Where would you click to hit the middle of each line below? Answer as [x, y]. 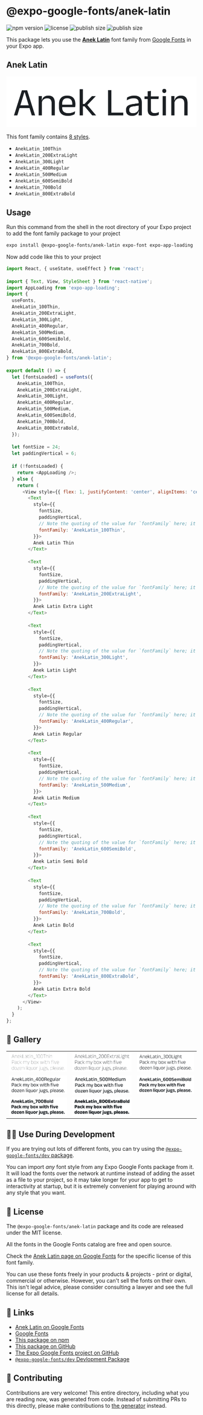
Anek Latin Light [55, 670]
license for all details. [33, 1294]
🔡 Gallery [24, 1040]
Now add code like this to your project [54, 257]
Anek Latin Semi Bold [60, 862]
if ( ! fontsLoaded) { [37, 467]
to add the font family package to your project [63, 233]
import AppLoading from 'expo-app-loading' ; [63, 288]
